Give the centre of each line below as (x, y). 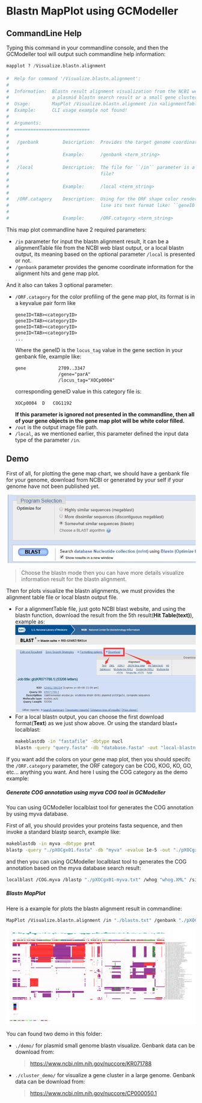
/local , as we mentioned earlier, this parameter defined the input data (102, 433)
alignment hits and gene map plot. (57, 273)
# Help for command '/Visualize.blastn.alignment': (74, 79)
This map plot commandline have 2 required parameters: (77, 229)
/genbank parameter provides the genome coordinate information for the (104, 267)
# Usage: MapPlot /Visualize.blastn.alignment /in (82, 104)
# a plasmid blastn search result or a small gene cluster (102, 97)
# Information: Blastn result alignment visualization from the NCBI (98, 91)
